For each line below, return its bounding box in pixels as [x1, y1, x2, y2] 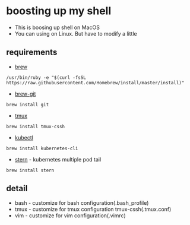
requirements [6, 47, 58, 58]
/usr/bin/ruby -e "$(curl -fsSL [6, 74, 86, 81]
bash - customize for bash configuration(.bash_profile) [14, 199, 149, 206]
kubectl [14, 134, 34, 141]
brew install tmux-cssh [6, 123, 65, 129]
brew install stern [6, 167, 55, 173]
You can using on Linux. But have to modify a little [14, 30, 138, 37]
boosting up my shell [6, 4, 112, 18]
